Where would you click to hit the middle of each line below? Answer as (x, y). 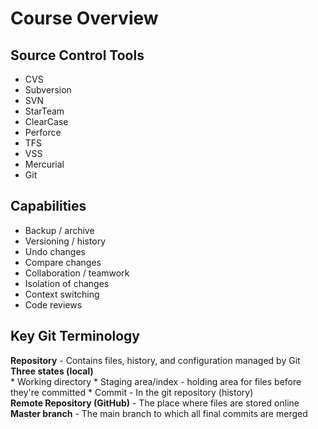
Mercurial (44, 164)
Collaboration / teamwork (77, 273)
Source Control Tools (77, 55)
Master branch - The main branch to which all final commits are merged (159, 413)
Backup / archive (59, 230)
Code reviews (53, 304)
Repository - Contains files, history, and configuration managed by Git (155, 360)
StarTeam (44, 111)
